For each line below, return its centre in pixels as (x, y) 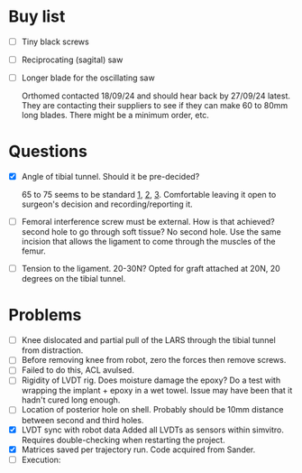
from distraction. (52, 350)
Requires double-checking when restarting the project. (124, 440)
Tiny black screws (55, 42)
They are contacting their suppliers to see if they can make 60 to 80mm (155, 106)
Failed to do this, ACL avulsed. (78, 370)
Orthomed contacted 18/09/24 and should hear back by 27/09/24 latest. (156, 96)
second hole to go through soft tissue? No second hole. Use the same (151, 232)
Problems (45, 315)
